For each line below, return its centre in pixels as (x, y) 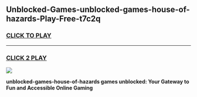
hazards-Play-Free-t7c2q (53, 19)
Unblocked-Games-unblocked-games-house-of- (98, 10)
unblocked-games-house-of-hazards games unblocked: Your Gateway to (98, 81)
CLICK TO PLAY (29, 36)
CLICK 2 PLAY (26, 58)
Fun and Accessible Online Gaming (50, 88)
